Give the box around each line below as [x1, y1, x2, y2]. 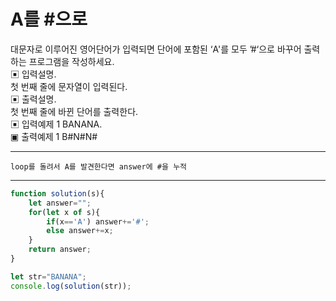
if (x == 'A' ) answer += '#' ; [46, 216, 150, 227]
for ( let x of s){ [28, 207, 101, 217]
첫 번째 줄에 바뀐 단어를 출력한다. [10, 105, 139, 117]
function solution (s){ [10, 188, 105, 199]
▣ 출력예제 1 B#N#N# [10, 130, 98, 142]
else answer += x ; [46, 226, 114, 236]
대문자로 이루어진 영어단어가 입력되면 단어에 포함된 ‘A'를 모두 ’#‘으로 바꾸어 [10, 43, 302, 55]
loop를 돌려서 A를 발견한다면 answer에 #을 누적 [10, 161, 188, 172]
